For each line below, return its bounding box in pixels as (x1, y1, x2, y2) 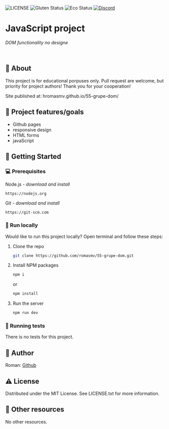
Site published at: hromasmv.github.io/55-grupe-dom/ (5, 93, 119, 99)
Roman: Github (5, 362, 37, 368)
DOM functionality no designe (5, 39, 68, 45)
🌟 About (5, 64, 32, 73)
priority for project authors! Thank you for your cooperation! (5, 83, 131, 89)
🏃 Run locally (5, 222, 38, 229)
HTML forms (12, 132, 40, 138)
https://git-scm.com (5, 210, 49, 215)
